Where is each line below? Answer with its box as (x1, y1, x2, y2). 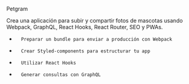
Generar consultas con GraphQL (21, 72, 101, 78)
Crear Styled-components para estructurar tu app (21, 48, 150, 54)
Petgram (6, 5, 28, 12)
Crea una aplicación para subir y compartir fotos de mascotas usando (6, 17, 183, 24)
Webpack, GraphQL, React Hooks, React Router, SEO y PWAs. (6, 24, 163, 30)
